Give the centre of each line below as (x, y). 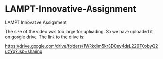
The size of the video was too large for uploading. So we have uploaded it (79, 31)
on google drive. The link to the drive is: (45, 37)
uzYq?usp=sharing (24, 51)
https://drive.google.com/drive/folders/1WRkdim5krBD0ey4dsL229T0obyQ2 (81, 46)
